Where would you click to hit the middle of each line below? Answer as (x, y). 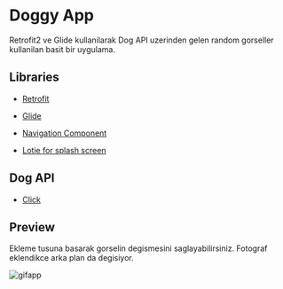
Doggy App (52, 16)
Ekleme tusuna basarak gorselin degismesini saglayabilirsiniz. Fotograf (138, 248)
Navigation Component (64, 133)
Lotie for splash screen (64, 150)
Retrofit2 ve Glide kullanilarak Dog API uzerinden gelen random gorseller (141, 40)
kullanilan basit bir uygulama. (62, 49)
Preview (32, 227)
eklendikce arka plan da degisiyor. (72, 258)
